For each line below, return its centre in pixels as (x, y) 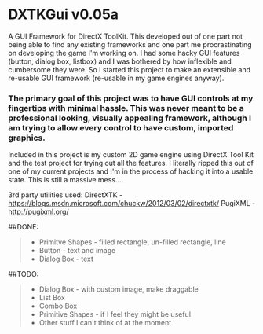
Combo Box (58, 306)
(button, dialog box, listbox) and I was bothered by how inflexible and (120, 61)
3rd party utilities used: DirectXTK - (66, 195)
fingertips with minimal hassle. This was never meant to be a (126, 108)
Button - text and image (77, 251)
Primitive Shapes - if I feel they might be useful (115, 314)
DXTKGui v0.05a (64, 15)
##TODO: (24, 274)
